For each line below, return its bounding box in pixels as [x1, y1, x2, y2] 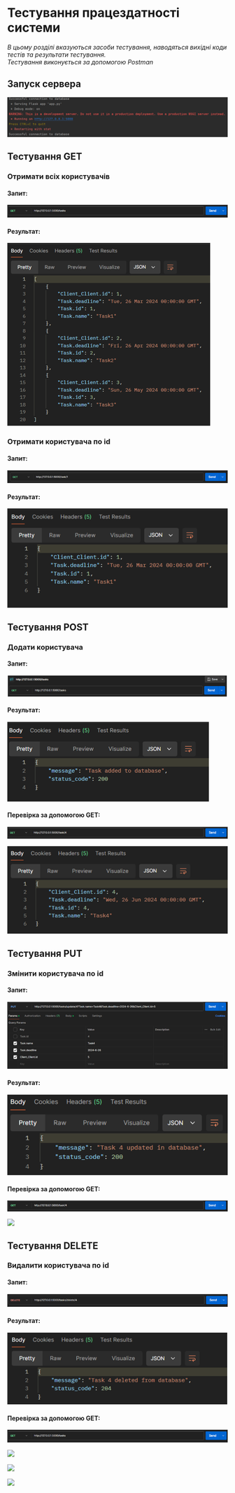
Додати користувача [7, 642, 84, 652]
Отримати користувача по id [7, 437, 111, 447]
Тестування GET [7, 150, 83, 162]
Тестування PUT [7, 947, 83, 960]
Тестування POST [7, 621, 89, 633]
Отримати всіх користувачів [7, 171, 111, 181]
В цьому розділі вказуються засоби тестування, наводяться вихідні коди [7, 43, 227, 51]
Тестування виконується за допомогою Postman [7, 57, 154, 66]
